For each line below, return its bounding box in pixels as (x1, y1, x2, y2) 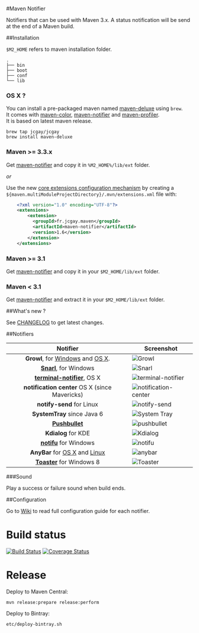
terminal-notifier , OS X (34, 374, 101, 382)
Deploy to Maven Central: (6, 588, 68, 595)
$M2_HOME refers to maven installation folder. (6, 46, 113, 53)
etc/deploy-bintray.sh (6, 621, 62, 628)
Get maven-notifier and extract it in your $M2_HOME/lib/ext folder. (6, 296, 165, 303)
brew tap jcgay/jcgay (6, 129, 60, 135)
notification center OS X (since (23, 383, 112, 392)
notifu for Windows (40, 439, 95, 447)
